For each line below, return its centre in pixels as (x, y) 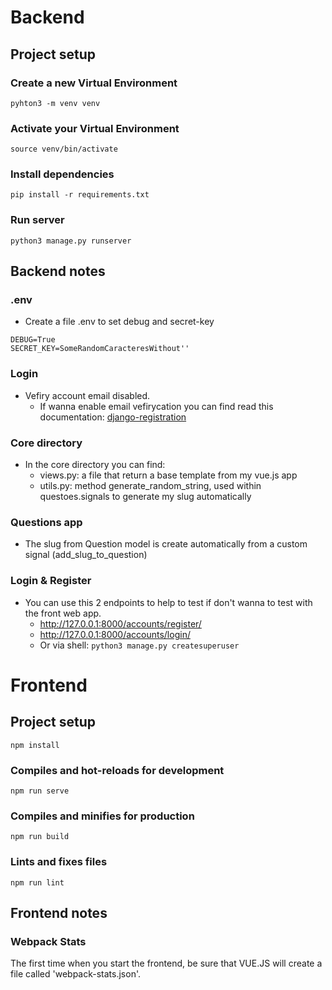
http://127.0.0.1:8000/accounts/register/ (120, 623)
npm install (35, 745)
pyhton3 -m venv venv (55, 103)
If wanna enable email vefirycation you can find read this (156, 406)
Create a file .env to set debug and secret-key (119, 322)
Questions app (46, 522)
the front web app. (63, 613)
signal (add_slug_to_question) (86, 555)
